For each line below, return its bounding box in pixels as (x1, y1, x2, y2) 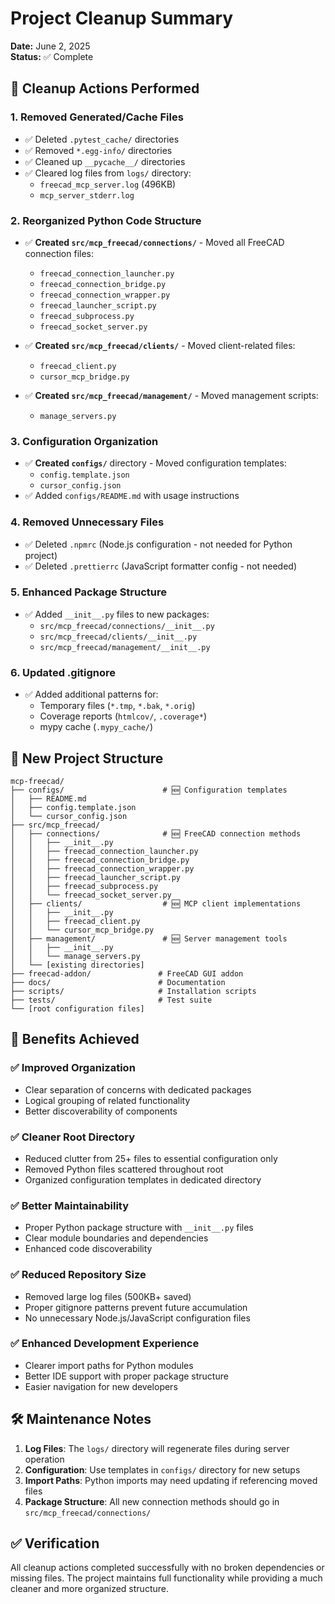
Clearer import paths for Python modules (24, 1359, 194, 1371)
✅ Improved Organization (10, 1061, 136, 1075)
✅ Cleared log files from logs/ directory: (24, 167, 192, 179)
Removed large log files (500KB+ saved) (24, 1290, 192, 1302)
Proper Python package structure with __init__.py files (24, 1222, 254, 1234)
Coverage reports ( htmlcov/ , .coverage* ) (39, 710, 208, 722)
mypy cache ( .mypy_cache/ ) (39, 721, 154, 733)
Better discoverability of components (24, 1105, 178, 1117)
